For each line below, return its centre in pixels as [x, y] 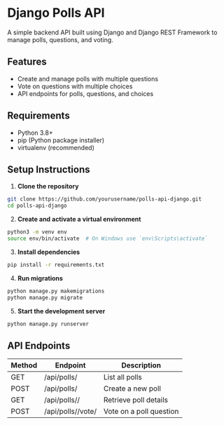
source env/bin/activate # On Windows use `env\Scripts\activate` [108, 238]
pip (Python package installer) [61, 140]
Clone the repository [48, 187]
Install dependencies [49, 252]
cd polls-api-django [37, 206]
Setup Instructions [49, 169]
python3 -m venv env [37, 232]
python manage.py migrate [45, 297]
